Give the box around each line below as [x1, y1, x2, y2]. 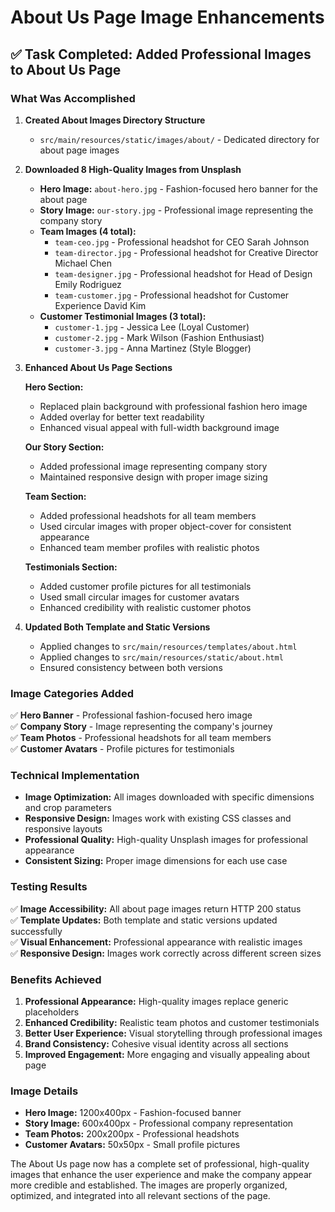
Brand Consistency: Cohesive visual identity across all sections [24, 1038, 289, 1050]
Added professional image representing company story [39, 460, 268, 472]
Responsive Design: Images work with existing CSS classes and [24, 812, 292, 825]
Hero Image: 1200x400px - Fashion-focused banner [24, 1107, 242, 1119]
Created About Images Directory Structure [24, 114, 206, 126]
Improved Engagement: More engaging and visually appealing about [24, 1049, 310, 1061]
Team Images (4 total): [39, 225, 137, 237]
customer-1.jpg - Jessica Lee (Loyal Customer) [54, 321, 250, 333]
